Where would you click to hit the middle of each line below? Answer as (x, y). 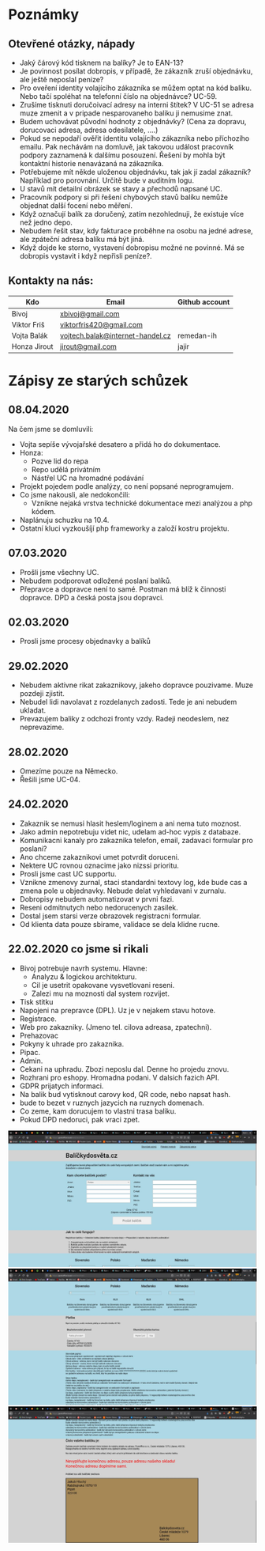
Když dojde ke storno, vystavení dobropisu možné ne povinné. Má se (132, 248)
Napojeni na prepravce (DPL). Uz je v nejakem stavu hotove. (118, 1010)
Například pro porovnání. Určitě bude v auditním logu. (107, 180)
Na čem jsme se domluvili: (51, 429)
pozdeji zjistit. (42, 694)
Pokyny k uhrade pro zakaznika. (72, 1044)
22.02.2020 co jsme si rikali (78, 950)
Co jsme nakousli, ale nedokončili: (75, 494)
